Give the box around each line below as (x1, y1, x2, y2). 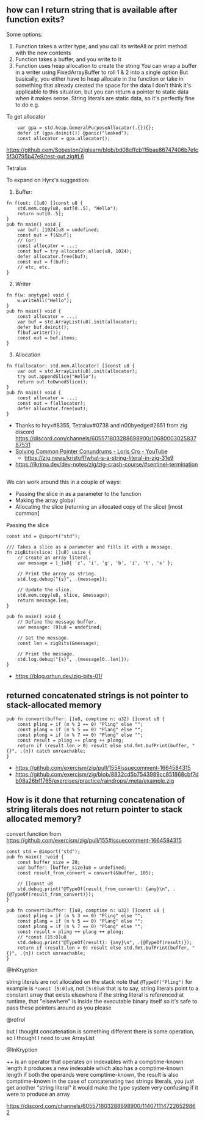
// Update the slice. (17, 587, 72, 593)
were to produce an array (6, 1090, 70, 1098)
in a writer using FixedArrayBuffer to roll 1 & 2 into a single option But (15, 68, 188, 76)
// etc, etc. (17, 264, 51, 270)
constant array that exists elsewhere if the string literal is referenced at (6, 991, 184, 998)
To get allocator (6, 113, 46, 120)
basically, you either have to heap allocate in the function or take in (15, 75, 184, 82)
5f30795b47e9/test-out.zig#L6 (6, 152, 84, 160)
